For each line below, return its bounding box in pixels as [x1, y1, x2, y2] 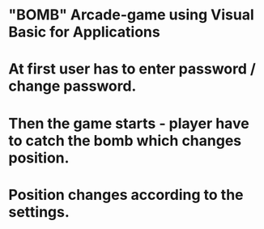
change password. [8, 77, 137, 95]
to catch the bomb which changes [8, 131, 242, 150]
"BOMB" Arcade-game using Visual [8, 6, 255, 24]
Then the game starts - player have [8, 114, 249, 133]
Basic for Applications [8, 23, 160, 41]
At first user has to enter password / [8, 60, 257, 78]
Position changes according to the [8, 185, 245, 204]
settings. [8, 202, 70, 221]
